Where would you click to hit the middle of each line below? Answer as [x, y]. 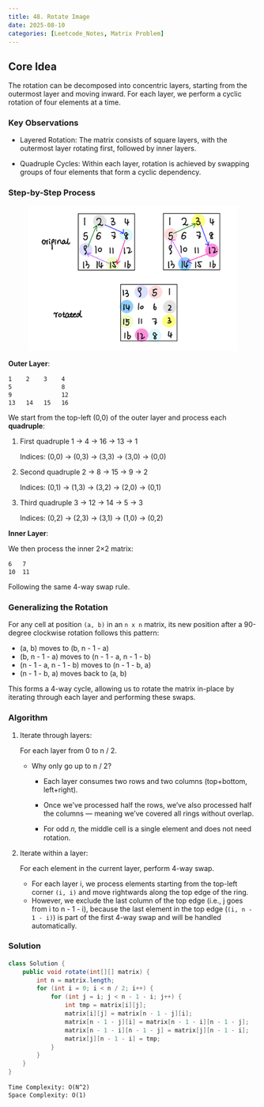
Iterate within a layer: [54, 853]
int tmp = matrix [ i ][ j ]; [106, 1006]
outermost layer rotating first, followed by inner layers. [108, 148]
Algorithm [28, 718]
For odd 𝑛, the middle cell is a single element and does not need [147, 828]
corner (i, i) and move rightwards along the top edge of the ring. [140, 892]
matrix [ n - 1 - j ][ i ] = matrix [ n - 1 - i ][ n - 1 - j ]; [157, 1021]
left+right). [60, 789]
